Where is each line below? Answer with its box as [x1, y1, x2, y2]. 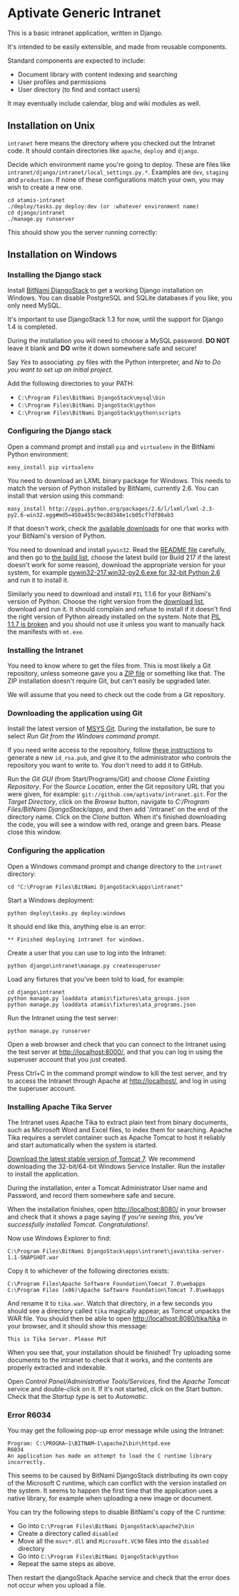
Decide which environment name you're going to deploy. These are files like [7, 160, 230, 168]
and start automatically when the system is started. [7, 1140, 158, 1149]
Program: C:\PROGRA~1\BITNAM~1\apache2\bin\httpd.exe [7, 1440, 171, 1448]
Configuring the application [7, 845, 106, 855]
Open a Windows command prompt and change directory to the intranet [7, 862, 223, 870]
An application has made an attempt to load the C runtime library [7, 1453, 213, 1460]
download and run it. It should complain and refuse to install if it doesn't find [7, 604, 232, 613]
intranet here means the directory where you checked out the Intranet [7, 138, 215, 147]
